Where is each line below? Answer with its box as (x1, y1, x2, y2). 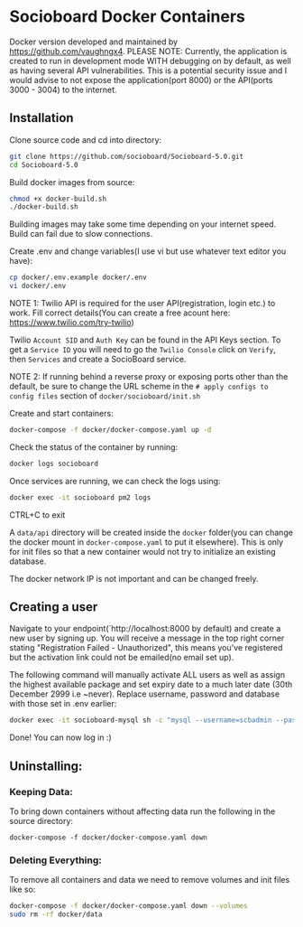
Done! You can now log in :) (9, 732, 112, 743)
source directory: (9, 816, 74, 826)
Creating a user (9, 599, 98, 615)
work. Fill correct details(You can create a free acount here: (9, 307, 231, 318)
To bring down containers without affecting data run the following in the (9, 806, 276, 817)
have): (9, 256, 33, 267)
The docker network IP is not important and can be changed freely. (9, 573, 259, 584)
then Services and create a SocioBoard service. (9, 354, 187, 364)
